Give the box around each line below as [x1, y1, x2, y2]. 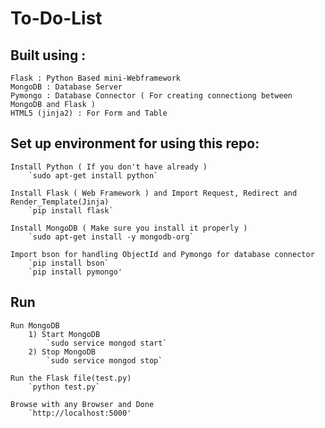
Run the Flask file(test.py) [10, 373, 132, 383]
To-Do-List [10, 7, 103, 30]
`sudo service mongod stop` [46, 355, 163, 366]
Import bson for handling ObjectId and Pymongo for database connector [10, 249, 315, 259]
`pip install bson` [28, 258, 110, 268]
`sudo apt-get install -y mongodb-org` [28, 232, 195, 242]
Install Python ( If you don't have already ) [10, 162, 208, 172]
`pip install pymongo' [28, 267, 123, 277]
